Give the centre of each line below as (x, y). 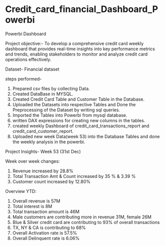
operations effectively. (28, 59)
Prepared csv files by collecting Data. (51, 88)
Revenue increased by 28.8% (43, 171)
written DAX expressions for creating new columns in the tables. (79, 120)
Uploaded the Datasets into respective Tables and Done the (74, 104)
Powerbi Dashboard (26, 34)
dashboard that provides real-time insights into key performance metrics (80, 49)
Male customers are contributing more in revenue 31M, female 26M (82, 217)
